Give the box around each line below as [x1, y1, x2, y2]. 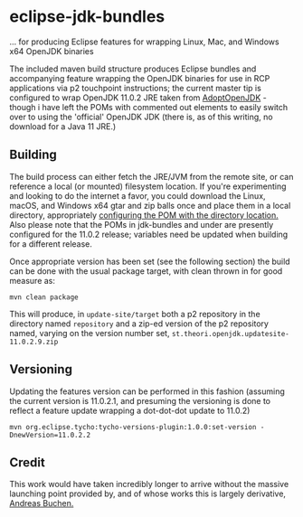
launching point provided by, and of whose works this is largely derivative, [9, 488, 287, 499]
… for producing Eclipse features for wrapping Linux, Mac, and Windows [9, 36, 279, 47]
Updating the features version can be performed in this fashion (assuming [9, 386, 285, 397]
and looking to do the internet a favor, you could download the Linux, [9, 190, 266, 201]
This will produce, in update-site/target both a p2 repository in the [9, 308, 260, 319]
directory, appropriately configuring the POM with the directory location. [9, 210, 279, 221]
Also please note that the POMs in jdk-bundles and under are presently [9, 219, 274, 230]
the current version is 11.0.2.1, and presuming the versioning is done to [9, 395, 271, 406]
